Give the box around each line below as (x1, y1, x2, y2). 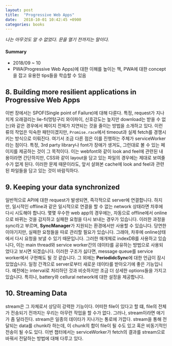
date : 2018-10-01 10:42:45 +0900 (5, 17, 82, 22)
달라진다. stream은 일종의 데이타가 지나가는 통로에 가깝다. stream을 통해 (16, 316, 162, 322)
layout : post (5, 7, 33, 13)
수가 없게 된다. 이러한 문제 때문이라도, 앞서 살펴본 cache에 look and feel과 (5, 161, 155, 167)
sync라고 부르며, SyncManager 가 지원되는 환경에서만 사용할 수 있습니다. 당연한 (5, 222, 167, 229)
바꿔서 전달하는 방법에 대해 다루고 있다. (5, 335, 84, 341)
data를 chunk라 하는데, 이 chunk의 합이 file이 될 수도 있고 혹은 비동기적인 (18, 322, 167, 329)
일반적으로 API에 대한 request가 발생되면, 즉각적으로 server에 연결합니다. (5, 197, 153, 203)
